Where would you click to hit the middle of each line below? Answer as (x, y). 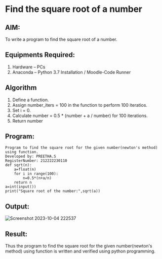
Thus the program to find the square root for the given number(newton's (79, 246)
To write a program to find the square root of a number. (61, 39)
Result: (16, 234)
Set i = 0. (21, 110)
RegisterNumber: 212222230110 (36, 161)
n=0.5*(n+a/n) (37, 178)
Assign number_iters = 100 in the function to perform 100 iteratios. (80, 105)
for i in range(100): (36, 174)
